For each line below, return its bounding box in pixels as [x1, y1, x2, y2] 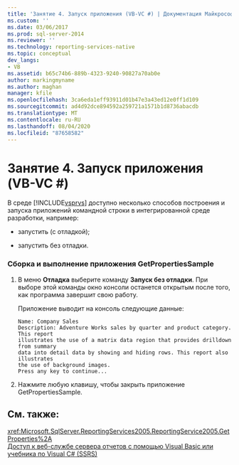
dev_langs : [7, 57, 40, 64]
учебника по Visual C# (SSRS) [7, 449, 98, 459]
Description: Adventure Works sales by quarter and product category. [17, 324, 232, 331]
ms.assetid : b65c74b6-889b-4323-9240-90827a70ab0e [7, 70, 161, 77]
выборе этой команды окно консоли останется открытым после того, [17, 282, 230, 292]
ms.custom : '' [7, 17, 50, 24]
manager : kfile [7, 90, 53, 97]
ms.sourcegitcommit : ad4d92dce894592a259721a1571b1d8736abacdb [7, 103, 199, 110]
